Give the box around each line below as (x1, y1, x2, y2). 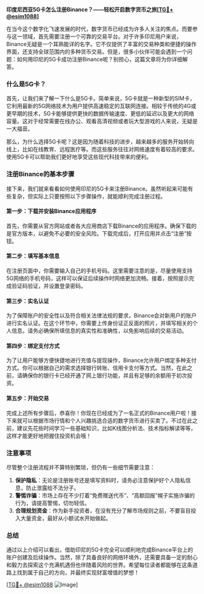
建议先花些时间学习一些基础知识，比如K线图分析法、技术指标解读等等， (16, 425, 196, 432)
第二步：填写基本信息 (6, 252, 59, 260)
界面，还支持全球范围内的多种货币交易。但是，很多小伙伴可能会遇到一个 (6, 48, 187, 55)
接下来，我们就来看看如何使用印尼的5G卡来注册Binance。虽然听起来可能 (6, 185, 188, 192)
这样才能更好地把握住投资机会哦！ (6, 432, 92, 439)
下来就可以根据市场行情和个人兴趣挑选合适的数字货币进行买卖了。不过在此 (6, 417, 192, 424)
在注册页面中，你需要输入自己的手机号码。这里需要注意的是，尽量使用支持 (6, 267, 192, 274)
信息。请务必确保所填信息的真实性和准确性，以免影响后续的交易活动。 (11, 327, 187, 335)
